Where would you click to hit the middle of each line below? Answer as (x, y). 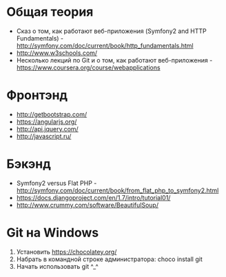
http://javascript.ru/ (44, 136)
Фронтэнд (37, 95)
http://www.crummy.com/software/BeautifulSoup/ (88, 205)
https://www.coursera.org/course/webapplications (88, 67)
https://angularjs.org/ (47, 122)
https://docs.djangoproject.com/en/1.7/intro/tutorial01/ (93, 197)
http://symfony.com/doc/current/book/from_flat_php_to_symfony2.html (117, 190)
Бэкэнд (29, 164)
